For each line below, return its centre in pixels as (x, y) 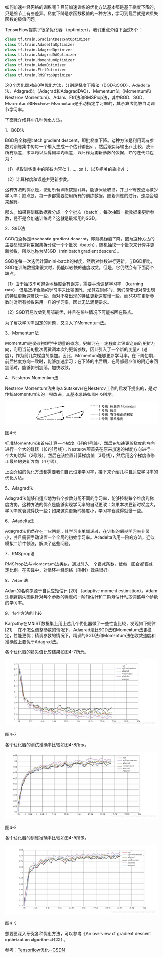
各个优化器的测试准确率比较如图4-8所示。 (47, 744)
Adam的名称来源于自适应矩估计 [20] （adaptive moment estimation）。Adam (81, 590)
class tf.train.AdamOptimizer (36, 65)
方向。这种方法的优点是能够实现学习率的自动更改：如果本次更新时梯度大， (83, 504)
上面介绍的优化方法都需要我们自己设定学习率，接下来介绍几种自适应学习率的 (81, 471)
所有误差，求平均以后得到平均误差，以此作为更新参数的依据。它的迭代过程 (79, 153)
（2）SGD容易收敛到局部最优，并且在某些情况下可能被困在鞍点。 (70, 312)
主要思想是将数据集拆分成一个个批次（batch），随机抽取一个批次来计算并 (78, 245)
